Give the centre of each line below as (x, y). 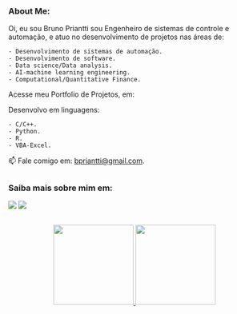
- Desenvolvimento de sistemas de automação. (85, 52)
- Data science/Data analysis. (60, 66)
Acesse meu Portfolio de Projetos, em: (71, 94)
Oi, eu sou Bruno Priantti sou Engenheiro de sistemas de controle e (119, 29)
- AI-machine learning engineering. (69, 73)
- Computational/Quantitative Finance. (75, 80)
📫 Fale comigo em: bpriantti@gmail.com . (77, 161)
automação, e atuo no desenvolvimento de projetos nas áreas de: (116, 37)
